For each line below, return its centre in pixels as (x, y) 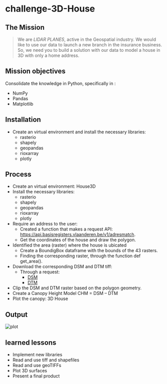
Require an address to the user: (45, 224)
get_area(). (31, 261)
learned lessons (31, 342)
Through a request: (40, 272)
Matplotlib (23, 104)
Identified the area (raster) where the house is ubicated (69, 245)
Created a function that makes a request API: (66, 229)
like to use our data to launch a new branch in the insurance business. (90, 45)
